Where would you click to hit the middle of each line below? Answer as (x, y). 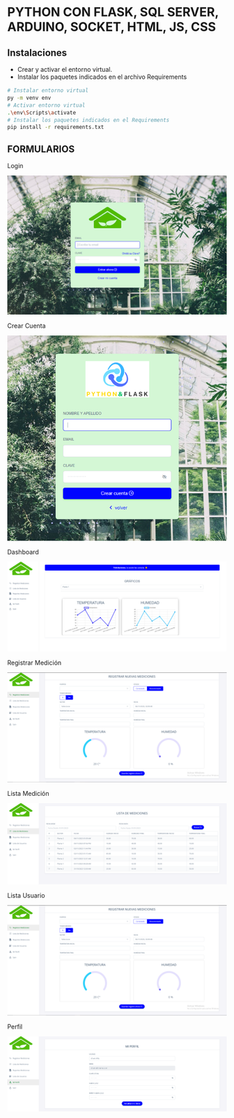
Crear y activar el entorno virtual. (65, 69)
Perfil (15, 1027)
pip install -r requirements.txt (56, 127)
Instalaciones (37, 53)
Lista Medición (28, 794)
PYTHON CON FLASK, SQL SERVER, (113, 12)
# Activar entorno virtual (46, 105)
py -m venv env (29, 98)
